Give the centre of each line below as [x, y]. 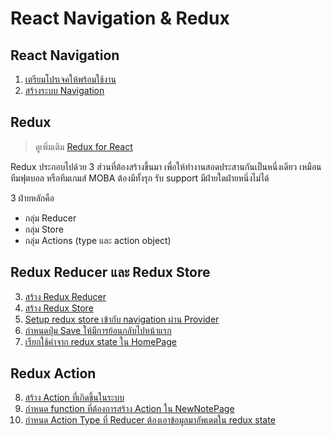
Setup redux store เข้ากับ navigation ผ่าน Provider [122, 319]
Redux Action [53, 373]
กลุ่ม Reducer [50, 218]
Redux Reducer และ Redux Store [110, 272]
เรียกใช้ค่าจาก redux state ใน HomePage [100, 341]
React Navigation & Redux [120, 18]
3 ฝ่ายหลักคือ [32, 198]
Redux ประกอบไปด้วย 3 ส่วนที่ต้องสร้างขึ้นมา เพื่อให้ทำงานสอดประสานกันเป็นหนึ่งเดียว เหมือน [166, 166]
